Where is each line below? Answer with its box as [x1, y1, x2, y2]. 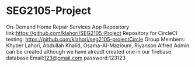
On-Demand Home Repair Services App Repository [6, 23, 130, 30]
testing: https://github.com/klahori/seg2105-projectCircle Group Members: [6, 36, 186, 43]
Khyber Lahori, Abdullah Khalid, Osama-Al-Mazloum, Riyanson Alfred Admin [6, 42, 190, 49]
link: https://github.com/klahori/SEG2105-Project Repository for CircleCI [6, 29, 177, 36]
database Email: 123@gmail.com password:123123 [6, 54, 126, 61]
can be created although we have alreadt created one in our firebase [6, 48, 172, 55]
